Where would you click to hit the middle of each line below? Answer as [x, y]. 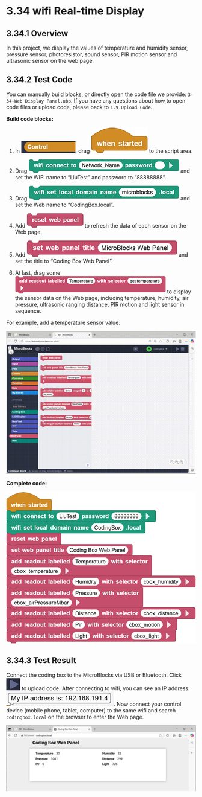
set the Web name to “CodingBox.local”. [64, 205]
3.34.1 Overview [37, 34]
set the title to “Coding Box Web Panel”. [64, 261]
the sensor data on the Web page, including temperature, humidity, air [102, 298]
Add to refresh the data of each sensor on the [100, 225]
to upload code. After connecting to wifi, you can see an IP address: [106, 688]
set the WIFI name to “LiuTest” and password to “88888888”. [90, 177]
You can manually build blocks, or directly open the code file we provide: [96, 94]
